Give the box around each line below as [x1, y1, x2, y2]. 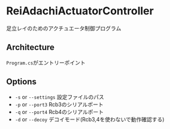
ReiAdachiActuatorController [6, 4, 154, 18]
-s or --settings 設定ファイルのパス [14, 93, 105, 100]
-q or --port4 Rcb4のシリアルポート [14, 108, 104, 115]
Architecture [6, 42, 55, 53]
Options [6, 76, 37, 87]
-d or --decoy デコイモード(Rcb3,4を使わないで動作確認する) [14, 115, 165, 123]
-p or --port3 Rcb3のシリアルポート [14, 100, 104, 108]
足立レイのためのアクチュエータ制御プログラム [6, 24, 122, 32]
